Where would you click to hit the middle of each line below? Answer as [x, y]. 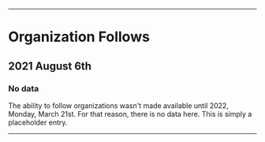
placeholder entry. [38, 122]
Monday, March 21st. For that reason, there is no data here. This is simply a [130, 114]
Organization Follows [79, 37]
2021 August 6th [50, 66]
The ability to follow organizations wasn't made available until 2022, [118, 105]
